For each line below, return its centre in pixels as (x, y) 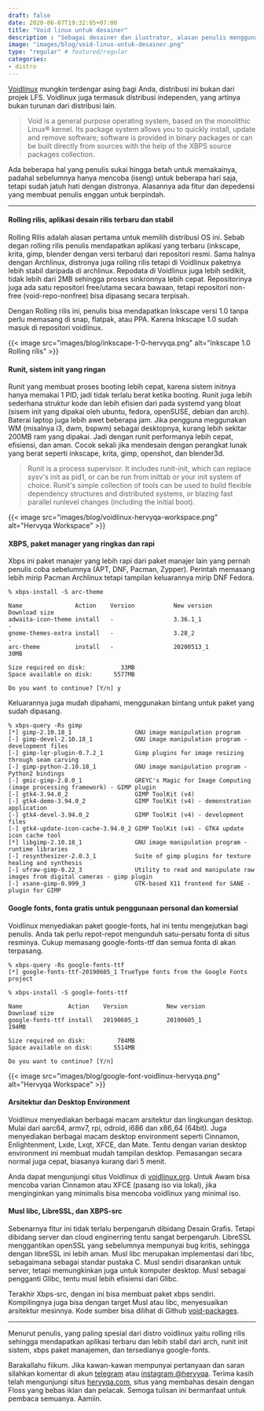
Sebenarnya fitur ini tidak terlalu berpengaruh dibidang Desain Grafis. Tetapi (132, 1228)
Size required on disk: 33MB (71, 668)
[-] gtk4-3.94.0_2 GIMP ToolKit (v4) (101, 794)
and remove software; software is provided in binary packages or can (140, 137)
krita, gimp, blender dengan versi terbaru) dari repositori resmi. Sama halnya (132, 254)
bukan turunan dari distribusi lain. (62, 105)
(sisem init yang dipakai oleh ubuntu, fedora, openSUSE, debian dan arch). (129, 412)
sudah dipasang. (35, 711)
